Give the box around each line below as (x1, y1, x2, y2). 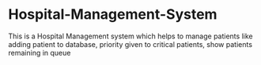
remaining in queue (8, 48, 71, 57)
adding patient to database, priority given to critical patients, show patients (8, 39, 253, 49)
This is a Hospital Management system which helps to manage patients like (8, 31, 253, 41)
